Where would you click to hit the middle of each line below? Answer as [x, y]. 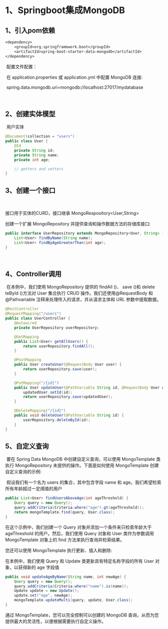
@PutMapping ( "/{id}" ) [36, 383]
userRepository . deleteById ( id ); [57, 420]
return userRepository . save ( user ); [60, 369]
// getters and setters [39, 169]
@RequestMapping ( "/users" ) [33, 314]
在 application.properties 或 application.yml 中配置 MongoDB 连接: [74, 77]
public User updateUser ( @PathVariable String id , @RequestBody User [87, 388]
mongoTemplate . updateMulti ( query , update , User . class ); [74, 600]
